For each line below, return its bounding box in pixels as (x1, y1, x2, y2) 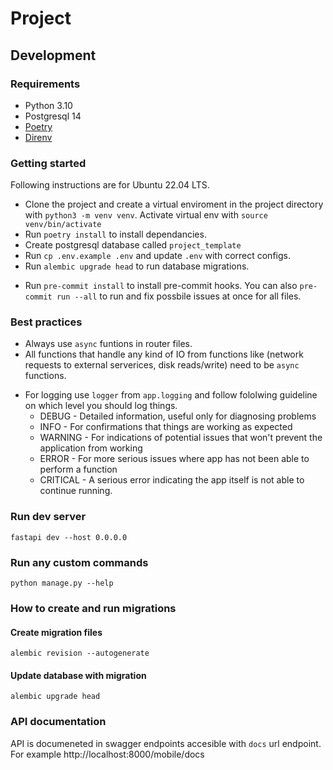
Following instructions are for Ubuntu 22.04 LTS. (10, 179, 210, 191)
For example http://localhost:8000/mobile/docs (10, 748, 205, 760)
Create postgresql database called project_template (24, 239, 242, 251)
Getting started (10, 156, 87, 170)
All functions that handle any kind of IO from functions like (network (24, 348, 304, 361)
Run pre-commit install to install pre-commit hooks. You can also (24, 280, 298, 292)
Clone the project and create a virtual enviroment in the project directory (24, 198, 324, 211)
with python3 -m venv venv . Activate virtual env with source (24, 209, 268, 221)
